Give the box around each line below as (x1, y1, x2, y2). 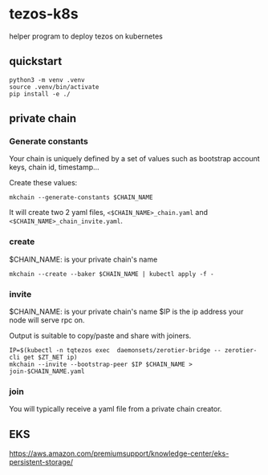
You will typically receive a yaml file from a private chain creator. (9, 404, 222, 414)
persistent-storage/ (9, 457, 73, 467)
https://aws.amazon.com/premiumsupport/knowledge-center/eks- (9, 449, 229, 458)
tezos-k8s (9, 5, 79, 23)
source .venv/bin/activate (9, 83, 99, 91)
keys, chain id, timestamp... (9, 162, 99, 173)
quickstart (9, 55, 63, 68)
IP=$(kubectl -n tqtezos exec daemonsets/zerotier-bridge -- (9, 347, 221, 355)
